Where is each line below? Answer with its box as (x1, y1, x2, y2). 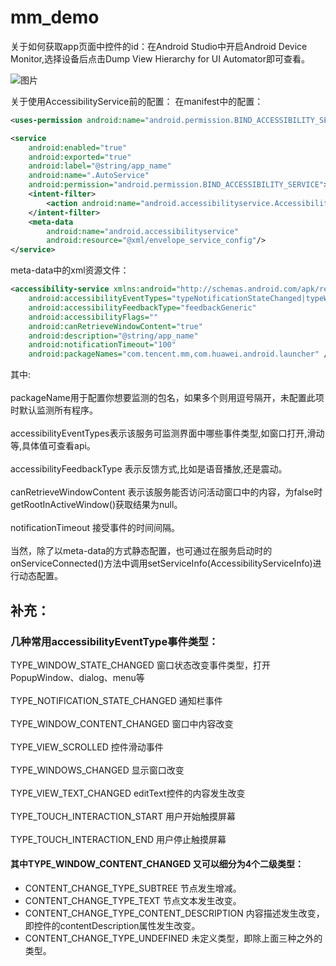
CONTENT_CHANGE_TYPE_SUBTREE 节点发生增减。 (24, 882, 242, 895)
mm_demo (10, 6, 100, 29)
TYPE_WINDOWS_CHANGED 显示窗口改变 (10, 764, 185, 776)
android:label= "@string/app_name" (28, 161, 172, 171)
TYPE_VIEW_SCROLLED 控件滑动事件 (10, 741, 164, 753)
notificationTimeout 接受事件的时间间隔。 (10, 522, 180, 534)
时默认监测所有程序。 (10, 404, 98, 416)
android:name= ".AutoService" (28, 171, 150, 181)
